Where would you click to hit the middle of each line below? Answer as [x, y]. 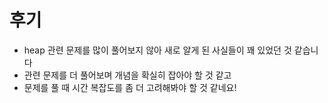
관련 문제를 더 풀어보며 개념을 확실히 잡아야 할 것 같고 [127, 75]
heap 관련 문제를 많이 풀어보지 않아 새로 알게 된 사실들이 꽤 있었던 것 [157, 50]
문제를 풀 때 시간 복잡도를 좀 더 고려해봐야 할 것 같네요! [130, 87]
